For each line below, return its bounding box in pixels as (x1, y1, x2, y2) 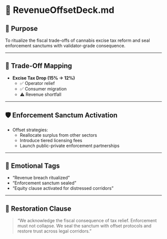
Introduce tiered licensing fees (19, 137, 83, 143)
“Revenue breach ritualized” (12, 175, 70, 181)
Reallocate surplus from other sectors (19, 132, 97, 138)
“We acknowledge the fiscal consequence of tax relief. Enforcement (17, 218, 157, 224)
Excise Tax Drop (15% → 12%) (12, 75, 76, 81)
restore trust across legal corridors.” (17, 228, 92, 234)
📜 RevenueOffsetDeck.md (5, 4, 114, 16)
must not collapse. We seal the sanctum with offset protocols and (17, 223, 152, 229)
